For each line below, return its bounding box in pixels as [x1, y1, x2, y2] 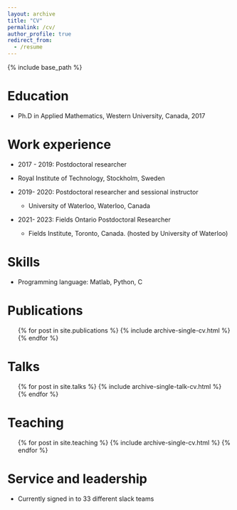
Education [7, 88, 69, 104]
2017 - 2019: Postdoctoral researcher [17, 160, 127, 168]
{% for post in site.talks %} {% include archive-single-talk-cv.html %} [17, 382, 222, 390]
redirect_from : [7, 37, 53, 44]
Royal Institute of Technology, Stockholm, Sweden [17, 174, 165, 182]
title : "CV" [7, 17, 43, 24]
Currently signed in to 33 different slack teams [17, 494, 154, 503]
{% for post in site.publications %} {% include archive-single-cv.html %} [17, 326, 231, 335]
